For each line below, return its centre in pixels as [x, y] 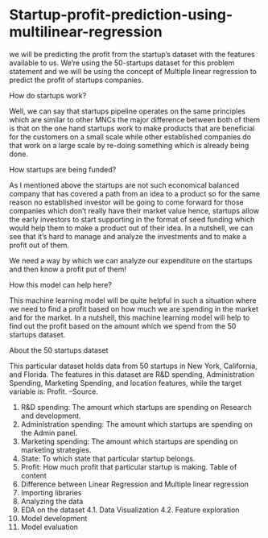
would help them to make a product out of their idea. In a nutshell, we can [131, 228]
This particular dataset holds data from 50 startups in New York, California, [134, 366]
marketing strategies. [56, 449]
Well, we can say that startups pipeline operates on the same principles [128, 111]
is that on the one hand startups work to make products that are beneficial [132, 128]
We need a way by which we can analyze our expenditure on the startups [131, 260]
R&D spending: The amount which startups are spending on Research [136, 407]
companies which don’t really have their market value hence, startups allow [134, 210]
